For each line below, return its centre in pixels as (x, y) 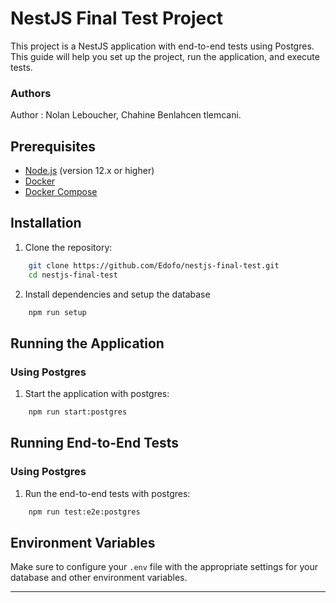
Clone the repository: (68, 247)
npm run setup (57, 312)
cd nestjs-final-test (73, 275)
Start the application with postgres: (97, 394)
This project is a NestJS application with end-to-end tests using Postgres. (162, 46)
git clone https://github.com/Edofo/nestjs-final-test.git (154, 265)
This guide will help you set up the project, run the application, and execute (165, 56)
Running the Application (87, 343)
